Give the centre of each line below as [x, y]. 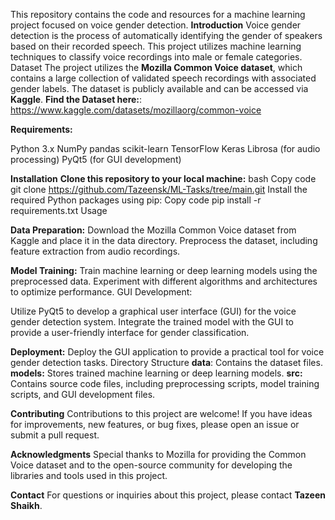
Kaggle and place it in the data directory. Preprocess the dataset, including [164, 240]
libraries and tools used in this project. [89, 475]
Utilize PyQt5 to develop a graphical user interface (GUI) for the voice [153, 311]
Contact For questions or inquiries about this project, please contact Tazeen [168, 495]
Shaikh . [26, 505]
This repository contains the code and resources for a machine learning [158, 14]
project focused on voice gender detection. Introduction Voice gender [156, 25]
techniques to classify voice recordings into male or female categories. [156, 57]
